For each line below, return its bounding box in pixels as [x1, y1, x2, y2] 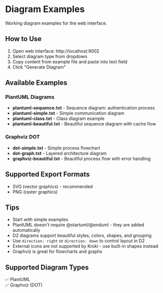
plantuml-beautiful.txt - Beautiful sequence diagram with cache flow [12, 121, 156, 127]
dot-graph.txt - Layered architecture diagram [12, 150, 107, 156]
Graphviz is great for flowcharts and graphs [12, 248, 102, 254]
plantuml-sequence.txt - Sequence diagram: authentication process [12, 105, 155, 111]
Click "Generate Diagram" [12, 64, 66, 70]
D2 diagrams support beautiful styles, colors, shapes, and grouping [12, 232, 151, 239]
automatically [12, 227, 40, 233]
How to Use [5, 35, 42, 43]
